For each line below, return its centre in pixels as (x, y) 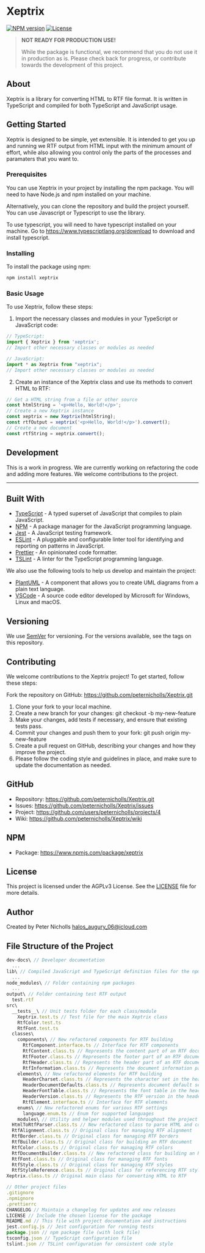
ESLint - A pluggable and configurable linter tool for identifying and (99, 540)
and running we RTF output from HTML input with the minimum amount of (99, 145)
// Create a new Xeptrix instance (50, 411)
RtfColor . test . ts (39, 1023)
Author (20, 912)
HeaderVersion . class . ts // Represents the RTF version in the (103, 1097)
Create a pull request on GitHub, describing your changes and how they (106, 745)
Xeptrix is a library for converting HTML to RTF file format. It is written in (97, 98)
